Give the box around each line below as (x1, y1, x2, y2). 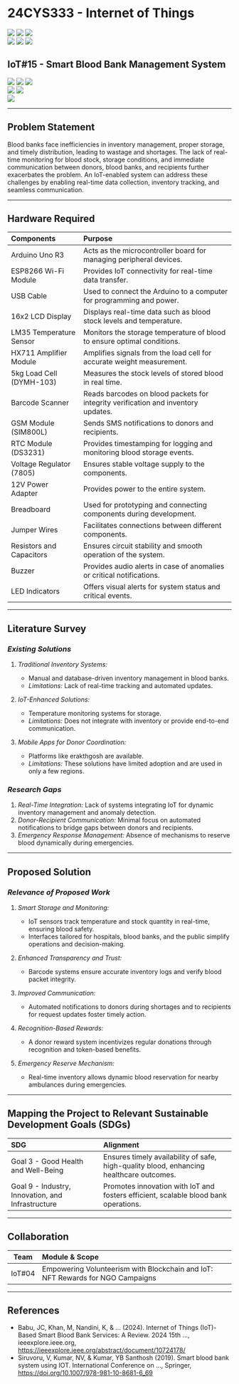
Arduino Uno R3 (11, 250, 65, 260)
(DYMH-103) (11, 377, 57, 387)
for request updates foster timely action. (28, 1010, 147, 1019)
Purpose (83, 233, 113, 243)
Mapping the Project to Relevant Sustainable (7, 1108, 208, 1120)
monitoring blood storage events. (83, 448, 194, 458)
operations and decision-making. (28, 940, 126, 949)
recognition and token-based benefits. (28, 1045, 141, 1054)
